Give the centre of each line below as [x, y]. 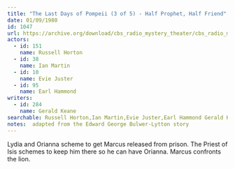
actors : [19, 40]
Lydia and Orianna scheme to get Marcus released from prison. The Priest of [117, 144]
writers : [20, 98]
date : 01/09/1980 [33, 20]
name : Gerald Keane [48, 111]
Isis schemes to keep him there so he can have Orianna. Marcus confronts [114, 152]
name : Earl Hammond [48, 91]
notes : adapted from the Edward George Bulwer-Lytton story [98, 124]
